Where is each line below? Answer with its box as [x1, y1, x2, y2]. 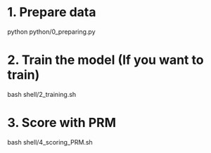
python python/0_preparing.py [7, 27, 96, 36]
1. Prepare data [7, 4, 96, 20]
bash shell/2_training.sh [7, 90, 77, 98]
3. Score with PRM [7, 115, 117, 131]
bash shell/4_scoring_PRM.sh [7, 138, 93, 146]
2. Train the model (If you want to [7, 52, 204, 68]
